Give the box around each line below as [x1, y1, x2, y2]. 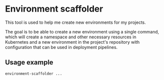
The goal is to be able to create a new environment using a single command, [5, 29, 159, 34]
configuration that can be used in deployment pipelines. [5, 44, 118, 50]
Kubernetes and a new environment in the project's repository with [5, 39, 140, 45]
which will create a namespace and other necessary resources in [5, 34, 137, 40]
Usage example [5, 58, 54, 66]
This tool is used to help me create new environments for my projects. [5, 19, 146, 25]
